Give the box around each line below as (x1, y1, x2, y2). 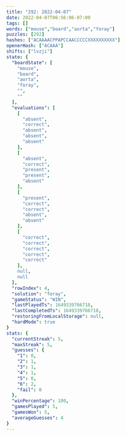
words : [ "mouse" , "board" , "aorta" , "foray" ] (6, 25, 115, 32)
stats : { (6, 330, 28, 337)
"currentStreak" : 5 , (12, 336, 64, 342)
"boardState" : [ (12, 59, 53, 65)
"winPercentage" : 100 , (12, 398, 69, 404)
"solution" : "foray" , (12, 290, 67, 297)
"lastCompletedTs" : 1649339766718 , (12, 307, 102, 314)
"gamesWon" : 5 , (12, 409, 50, 415)
